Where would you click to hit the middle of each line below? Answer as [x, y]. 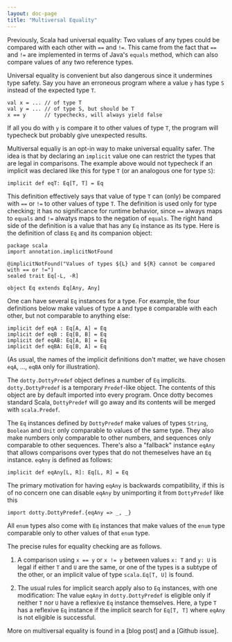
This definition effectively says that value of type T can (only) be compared [114, 196]
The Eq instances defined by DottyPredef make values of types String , [108, 422]
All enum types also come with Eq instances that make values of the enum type [116, 525]
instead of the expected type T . [52, 90]
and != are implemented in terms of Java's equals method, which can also [113, 54]
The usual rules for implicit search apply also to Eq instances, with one [117, 588]
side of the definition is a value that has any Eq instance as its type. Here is [114, 225]
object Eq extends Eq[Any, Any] [54, 288]
